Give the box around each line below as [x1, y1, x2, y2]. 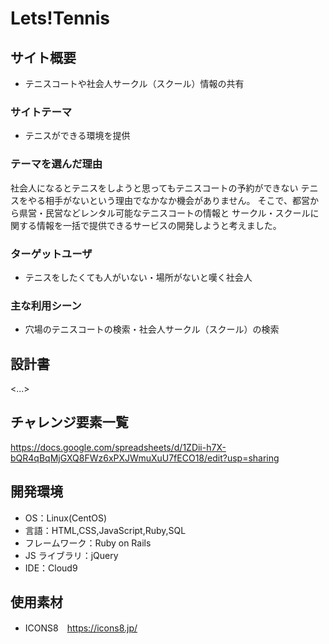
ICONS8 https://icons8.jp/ [24, 622, 138, 634]
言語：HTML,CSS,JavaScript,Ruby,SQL [24, 524, 187, 536]
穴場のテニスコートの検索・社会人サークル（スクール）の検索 [24, 323, 280, 336]
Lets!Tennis [10, 7, 111, 30]
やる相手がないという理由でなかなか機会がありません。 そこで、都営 [27, 194, 310, 206]
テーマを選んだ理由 [10, 157, 103, 171]
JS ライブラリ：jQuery [24, 549, 119, 561]
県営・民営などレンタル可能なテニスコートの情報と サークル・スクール [18, 207, 311, 219]
